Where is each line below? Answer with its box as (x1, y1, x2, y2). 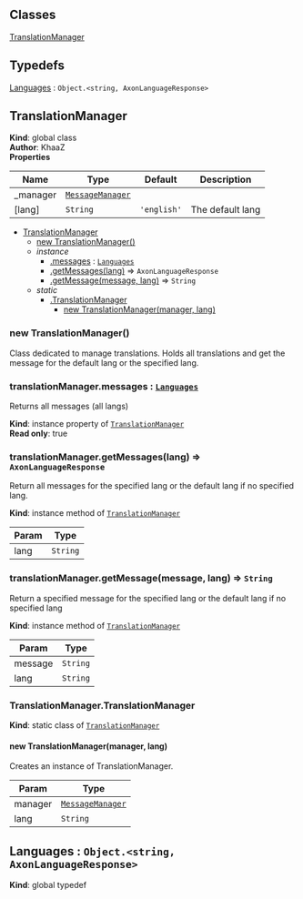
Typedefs (9, 58, 66, 74)
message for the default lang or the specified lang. (9, 357, 199, 368)
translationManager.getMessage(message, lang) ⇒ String (9, 572, 273, 585)
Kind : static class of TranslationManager (9, 719, 160, 731)
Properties (9, 152, 51, 163)
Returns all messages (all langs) (9, 400, 129, 412)
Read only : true (9, 428, 68, 439)
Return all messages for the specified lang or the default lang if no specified (9, 480, 294, 491)
